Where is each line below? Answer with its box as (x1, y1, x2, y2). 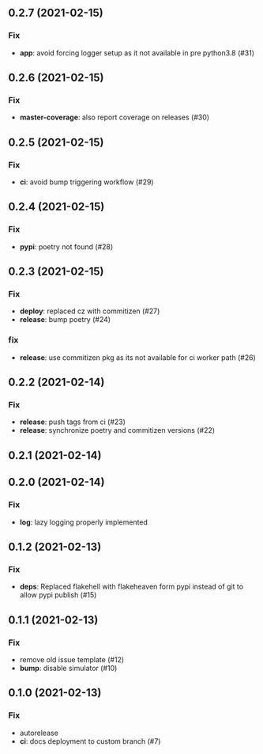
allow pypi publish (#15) (19, 590, 97, 600)
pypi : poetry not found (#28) (19, 241, 114, 252)
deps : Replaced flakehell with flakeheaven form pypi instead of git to (19, 582, 243, 592)
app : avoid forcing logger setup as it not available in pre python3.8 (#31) (19, 47, 255, 58)
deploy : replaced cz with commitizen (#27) (19, 306, 160, 316)
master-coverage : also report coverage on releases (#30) (19, 112, 210, 122)
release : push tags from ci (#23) (19, 417, 126, 426)
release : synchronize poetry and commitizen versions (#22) (19, 426, 216, 435)
